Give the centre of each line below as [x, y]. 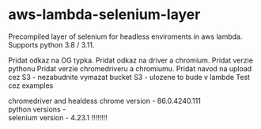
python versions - [37, 109]
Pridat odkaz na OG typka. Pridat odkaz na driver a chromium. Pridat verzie [130, 60]
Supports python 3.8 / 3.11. [51, 44]
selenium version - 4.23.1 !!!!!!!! [58, 117]
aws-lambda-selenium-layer [104, 15]
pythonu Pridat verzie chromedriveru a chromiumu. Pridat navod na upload [130, 68]
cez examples [31, 85]
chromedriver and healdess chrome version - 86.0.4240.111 [105, 101]
